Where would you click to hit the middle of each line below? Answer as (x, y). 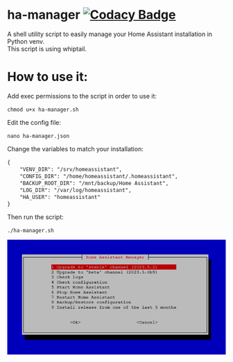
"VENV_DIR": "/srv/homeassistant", (71, 169)
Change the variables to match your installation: (75, 148)
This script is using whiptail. (47, 49)
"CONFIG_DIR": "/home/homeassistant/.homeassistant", (99, 176)
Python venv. (26, 41)
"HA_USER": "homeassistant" (60, 197)
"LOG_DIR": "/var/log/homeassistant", (76, 190)
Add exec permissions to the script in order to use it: (82, 96)
